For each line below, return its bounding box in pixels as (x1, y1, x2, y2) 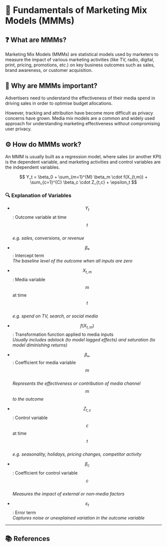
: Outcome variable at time (12, 214, 67, 220)
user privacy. (5, 126, 32, 132)
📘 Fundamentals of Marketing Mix (5, 4, 148, 16)
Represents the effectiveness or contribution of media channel (12, 380, 141, 386)
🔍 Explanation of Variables (5, 192, 72, 199)
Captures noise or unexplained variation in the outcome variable (12, 515, 145, 521)
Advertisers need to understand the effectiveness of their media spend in (5, 95, 156, 101)
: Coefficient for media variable (12, 359, 76, 366)
